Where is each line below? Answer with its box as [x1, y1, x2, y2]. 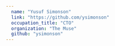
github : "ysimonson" [11, 31, 63, 37]
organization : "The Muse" [11, 25, 77, 32]
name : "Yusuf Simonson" [11, 8, 71, 15]
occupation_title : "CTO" [11, 20, 74, 26]
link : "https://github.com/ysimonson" [11, 14, 110, 20]
